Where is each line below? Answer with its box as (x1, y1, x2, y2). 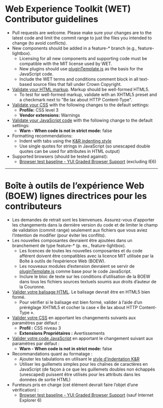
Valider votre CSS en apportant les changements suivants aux (12, 314, 136, 321)
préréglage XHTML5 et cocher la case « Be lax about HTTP (19, 304, 138, 310)
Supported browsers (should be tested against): (12, 153, 108, 159)
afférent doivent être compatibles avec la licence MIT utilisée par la (19, 253, 154, 259)
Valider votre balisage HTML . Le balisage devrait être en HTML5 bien (12, 289, 150, 294)
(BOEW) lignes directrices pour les (5, 191, 147, 202)
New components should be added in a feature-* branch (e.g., (12, 45, 137, 51)
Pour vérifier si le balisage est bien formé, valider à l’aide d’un (19, 299, 143, 305)
